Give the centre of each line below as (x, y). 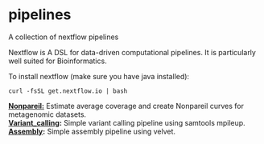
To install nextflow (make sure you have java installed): (99, 76)
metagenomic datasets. (47, 114)
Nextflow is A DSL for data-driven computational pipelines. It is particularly (132, 52)
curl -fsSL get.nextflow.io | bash (68, 91)
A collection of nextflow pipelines (64, 37)
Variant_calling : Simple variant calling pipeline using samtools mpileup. (127, 122)
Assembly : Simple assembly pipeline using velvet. (92, 131)
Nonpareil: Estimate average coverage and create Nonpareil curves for (126, 106)
